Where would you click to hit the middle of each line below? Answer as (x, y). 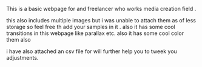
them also (19, 40)
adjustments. (22, 58)
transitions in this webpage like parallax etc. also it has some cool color (95, 33)
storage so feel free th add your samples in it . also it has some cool (91, 27)
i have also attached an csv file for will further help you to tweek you (92, 51)
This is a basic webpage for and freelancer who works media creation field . (101, 9)
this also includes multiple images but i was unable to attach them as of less (101, 20)
